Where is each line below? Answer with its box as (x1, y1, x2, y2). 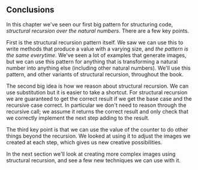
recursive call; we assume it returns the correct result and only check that (6, 108, 189, 115)
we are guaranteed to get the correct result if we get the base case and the (6, 95, 192, 102)
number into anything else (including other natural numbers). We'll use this (6, 64, 191, 71)
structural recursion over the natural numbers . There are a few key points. (6, 27, 190, 34)
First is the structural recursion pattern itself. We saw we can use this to (6, 38, 184, 46)
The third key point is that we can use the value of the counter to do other (6, 126, 188, 133)
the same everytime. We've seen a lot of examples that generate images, (6, 51, 187, 59)
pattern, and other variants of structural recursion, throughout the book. (6, 70, 184, 77)
